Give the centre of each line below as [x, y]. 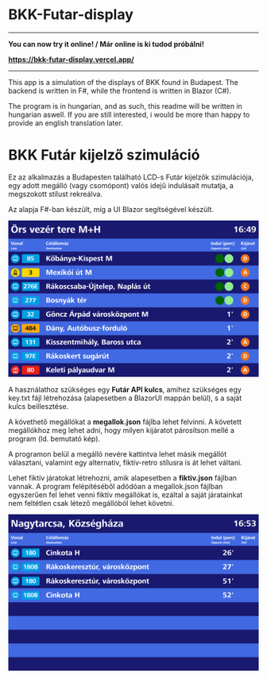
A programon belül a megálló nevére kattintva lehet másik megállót [118, 453]
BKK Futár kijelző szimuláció [104, 155]
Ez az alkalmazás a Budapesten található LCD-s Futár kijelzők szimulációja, [131, 177]
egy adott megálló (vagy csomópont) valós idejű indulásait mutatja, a [121, 185]
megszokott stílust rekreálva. [56, 194]
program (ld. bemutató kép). [54, 438]
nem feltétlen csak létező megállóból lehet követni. [91, 503]
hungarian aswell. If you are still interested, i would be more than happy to [129, 114]
